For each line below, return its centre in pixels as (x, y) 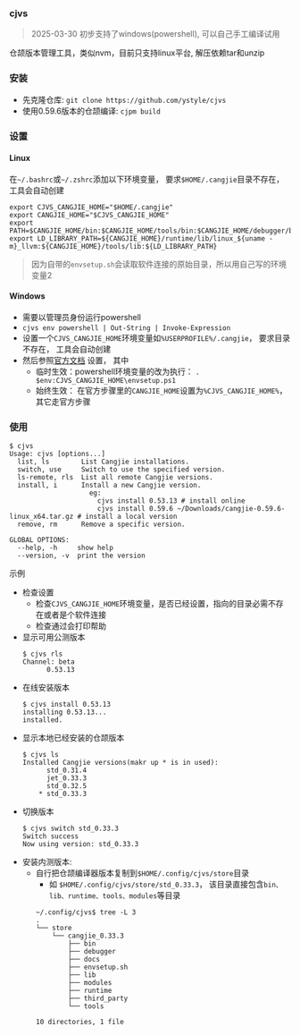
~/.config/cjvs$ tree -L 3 (86, 912)
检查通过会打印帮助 (71, 626)
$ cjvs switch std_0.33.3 (70, 829)
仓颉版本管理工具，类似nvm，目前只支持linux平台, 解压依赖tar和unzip (137, 53)
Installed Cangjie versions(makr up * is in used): (120, 763)
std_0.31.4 (67, 771)
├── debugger (92, 952)
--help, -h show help (66, 548)
